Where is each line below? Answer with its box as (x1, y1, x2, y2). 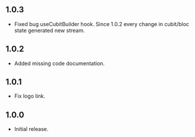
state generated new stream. (14, 27, 85, 34)
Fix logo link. (14, 93, 46, 100)
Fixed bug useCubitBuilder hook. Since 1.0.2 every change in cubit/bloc (14, 20, 190, 27)
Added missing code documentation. (14, 59, 105, 67)
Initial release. (14, 126, 49, 133)
